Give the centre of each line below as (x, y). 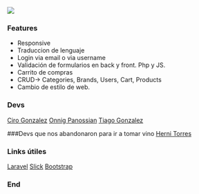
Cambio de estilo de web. (54, 87)
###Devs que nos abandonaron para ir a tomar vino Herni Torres (99, 133)
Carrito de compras (45, 72)
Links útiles (27, 151)
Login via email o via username (61, 58)
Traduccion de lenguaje (51, 50)
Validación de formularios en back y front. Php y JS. (91, 65)
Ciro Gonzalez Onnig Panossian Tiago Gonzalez (75, 120)
